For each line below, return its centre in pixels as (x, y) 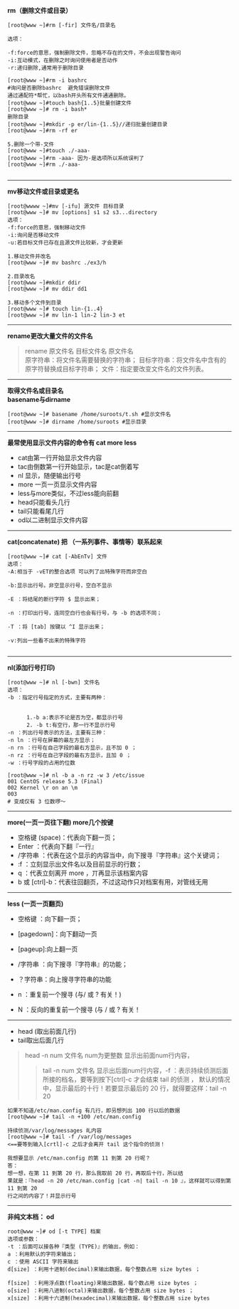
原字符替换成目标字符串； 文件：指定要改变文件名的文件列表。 (116, 369)
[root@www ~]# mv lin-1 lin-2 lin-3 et (67, 315)
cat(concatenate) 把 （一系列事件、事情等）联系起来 (85, 542)
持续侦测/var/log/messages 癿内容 (55, 1130)
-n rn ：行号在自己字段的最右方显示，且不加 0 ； (72, 748)
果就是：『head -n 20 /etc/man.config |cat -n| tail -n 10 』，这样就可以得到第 (119, 1181)
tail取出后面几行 (41, 1040)
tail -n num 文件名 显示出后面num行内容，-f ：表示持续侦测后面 (136, 1070)
